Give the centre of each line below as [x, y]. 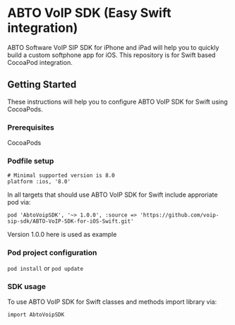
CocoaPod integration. [40, 62]
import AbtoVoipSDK [36, 314]
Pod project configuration [52, 253]
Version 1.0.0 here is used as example [62, 235]
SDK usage [27, 286]
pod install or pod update [45, 268]
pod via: [19, 202]
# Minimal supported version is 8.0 [61, 176]
